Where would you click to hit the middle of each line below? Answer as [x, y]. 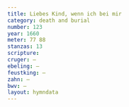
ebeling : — [23, 66]
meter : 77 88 [27, 40]
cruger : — [22, 60]
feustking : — [27, 73]
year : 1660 [23, 33]
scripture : [23, 53]
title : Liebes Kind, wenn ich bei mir [64, 14]
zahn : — [19, 79]
